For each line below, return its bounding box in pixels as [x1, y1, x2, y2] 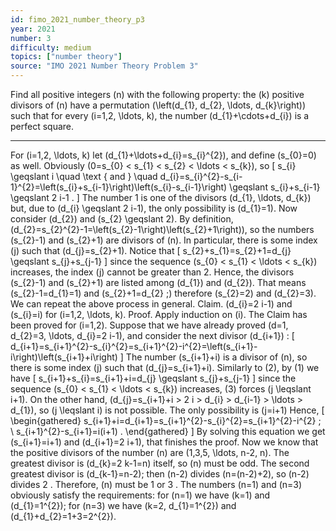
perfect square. [10, 121, 75, 132]
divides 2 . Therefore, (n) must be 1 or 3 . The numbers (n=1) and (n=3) [10, 479, 303, 490]
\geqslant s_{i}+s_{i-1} [229, 181, 321, 193]
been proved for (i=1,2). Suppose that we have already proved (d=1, [10, 319, 289, 331]
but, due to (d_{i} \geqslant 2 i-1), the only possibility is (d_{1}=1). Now [10, 202, 298, 214]
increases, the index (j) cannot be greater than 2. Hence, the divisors [10, 266, 295, 278]
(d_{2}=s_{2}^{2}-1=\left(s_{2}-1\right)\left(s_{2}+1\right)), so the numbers [10, 224, 315, 235]
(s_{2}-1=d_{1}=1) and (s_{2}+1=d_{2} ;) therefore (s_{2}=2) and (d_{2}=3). [10, 287, 317, 299]
